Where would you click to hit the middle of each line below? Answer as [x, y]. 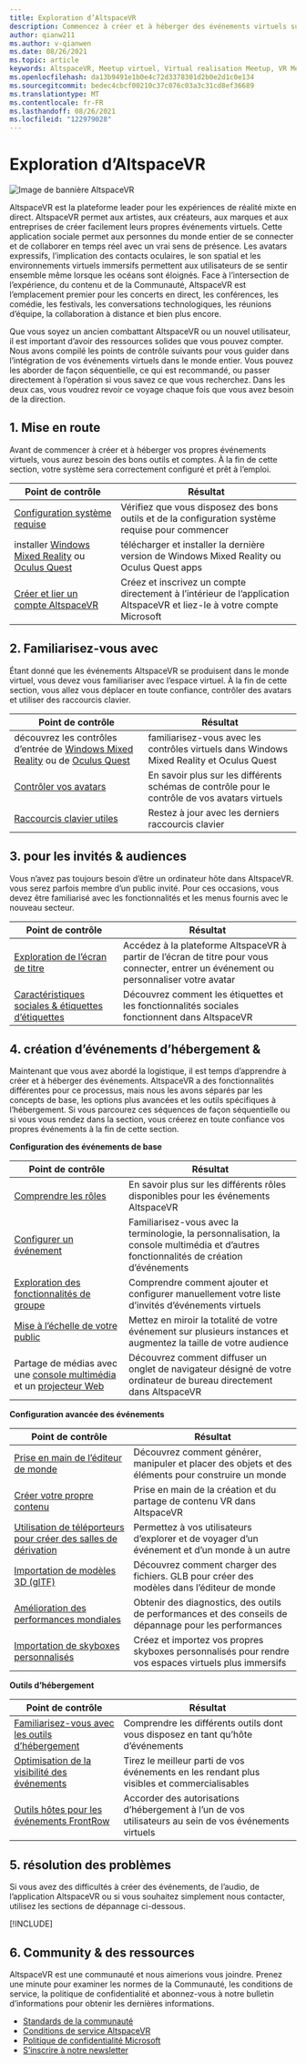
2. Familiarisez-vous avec [84, 649]
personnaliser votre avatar [179, 979]
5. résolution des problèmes [90, 1865]
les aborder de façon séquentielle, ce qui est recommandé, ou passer [140, 371]
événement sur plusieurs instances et [209, 1332]
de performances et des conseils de [210, 1614]
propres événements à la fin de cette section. [94, 1129]
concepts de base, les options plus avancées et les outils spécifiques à [143, 1100]
